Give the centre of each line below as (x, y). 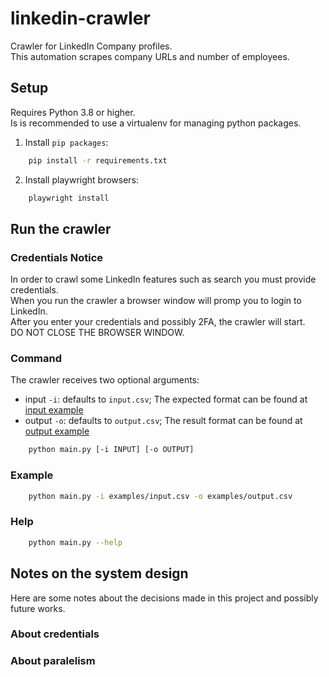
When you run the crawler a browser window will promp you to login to (156, 301)
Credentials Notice (57, 257)
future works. (38, 608)
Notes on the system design (99, 573)
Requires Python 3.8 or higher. (73, 112)
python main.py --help (75, 542)
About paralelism (53, 661)
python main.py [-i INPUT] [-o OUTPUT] (111, 450)
